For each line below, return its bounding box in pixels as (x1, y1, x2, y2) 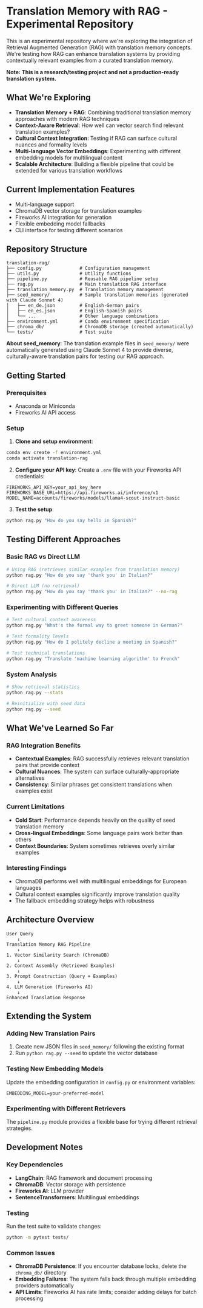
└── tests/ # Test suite (6, 329, 113, 336)
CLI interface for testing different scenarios (15, 226, 123, 233)
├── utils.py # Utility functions (6, 270, 131, 277)
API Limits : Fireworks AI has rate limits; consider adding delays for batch (15, 1289, 197, 1296)
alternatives (15, 774, 45, 782)
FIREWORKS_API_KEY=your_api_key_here (6, 484, 102, 490)
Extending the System (6, 1011, 92, 1021)
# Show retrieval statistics (6, 684, 80, 690)
